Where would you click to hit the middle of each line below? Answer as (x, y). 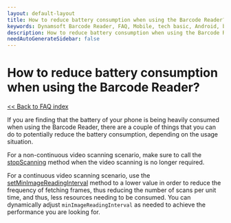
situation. (20, 142)
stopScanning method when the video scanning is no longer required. (106, 163)
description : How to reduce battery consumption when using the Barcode (113, 33)
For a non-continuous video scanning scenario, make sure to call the (104, 155)
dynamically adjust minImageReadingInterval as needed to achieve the (107, 205)
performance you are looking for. (54, 212)
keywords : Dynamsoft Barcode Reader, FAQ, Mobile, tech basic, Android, (113, 26)
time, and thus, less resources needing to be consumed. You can (99, 198)
